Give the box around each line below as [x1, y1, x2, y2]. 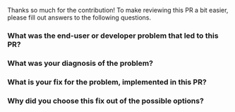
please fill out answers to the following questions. [7, 13, 152, 22]
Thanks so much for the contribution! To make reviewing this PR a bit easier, [7, 6, 229, 14]
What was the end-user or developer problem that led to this [7, 31, 219, 41]
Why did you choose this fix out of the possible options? [7, 96, 205, 106]
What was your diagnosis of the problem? [7, 58, 154, 68]
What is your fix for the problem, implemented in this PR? [7, 77, 207, 87]
